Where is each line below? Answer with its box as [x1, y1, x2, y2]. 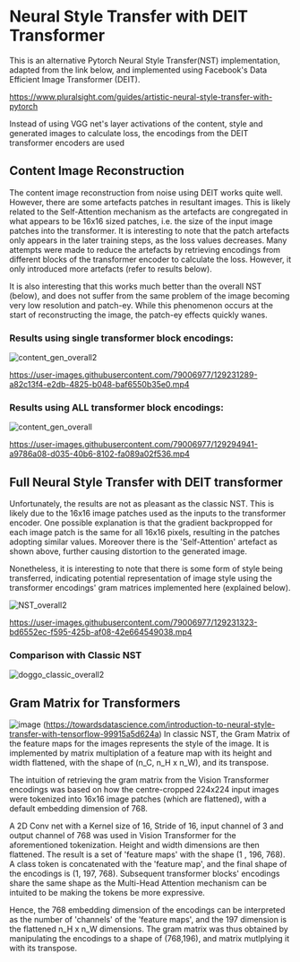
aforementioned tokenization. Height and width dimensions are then [9, 840, 260, 851]
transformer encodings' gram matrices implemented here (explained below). [9, 583, 291, 594]
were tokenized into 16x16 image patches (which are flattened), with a [9, 793, 267, 804]
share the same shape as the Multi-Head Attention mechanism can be [9, 878, 267, 888]
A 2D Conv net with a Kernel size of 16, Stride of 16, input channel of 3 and [9, 820, 284, 831]
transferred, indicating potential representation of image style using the [9, 573, 273, 584]
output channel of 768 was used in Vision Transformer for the [9, 830, 237, 841]
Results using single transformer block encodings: [9, 332, 235, 344]
